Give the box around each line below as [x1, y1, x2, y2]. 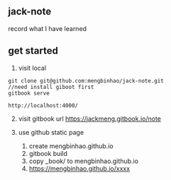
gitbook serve [8, 90, 50, 97]
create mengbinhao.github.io [28, 141, 114, 150]
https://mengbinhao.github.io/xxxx [28, 164, 131, 172]
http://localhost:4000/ [8, 102, 79, 109]
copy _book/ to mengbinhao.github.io [28, 157, 139, 165]
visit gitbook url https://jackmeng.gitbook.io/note [18, 114, 162, 123]
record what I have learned [8, 24, 87, 32]
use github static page [18, 128, 84, 136]
